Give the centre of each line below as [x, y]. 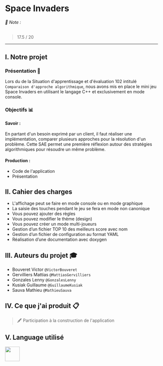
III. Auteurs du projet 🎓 [41, 255]
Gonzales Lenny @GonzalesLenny [44, 280]
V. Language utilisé [34, 338]
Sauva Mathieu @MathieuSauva [42, 290]
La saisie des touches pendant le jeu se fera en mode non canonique [81, 209]
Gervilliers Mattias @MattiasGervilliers [51, 275]
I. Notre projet [26, 57]
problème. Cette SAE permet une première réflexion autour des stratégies [79, 144]
